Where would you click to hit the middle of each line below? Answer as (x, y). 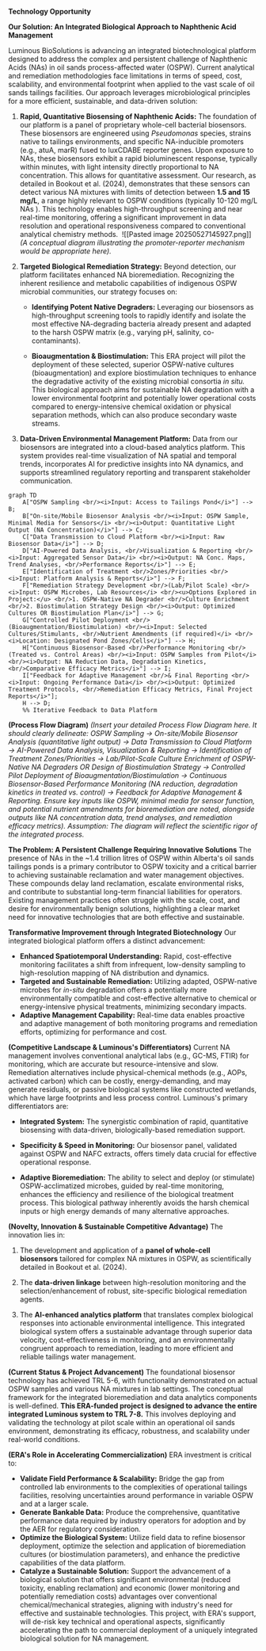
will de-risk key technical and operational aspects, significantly (122, 1622)
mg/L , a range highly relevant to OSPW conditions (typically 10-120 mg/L (139, 200)
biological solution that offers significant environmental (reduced (125, 1579)
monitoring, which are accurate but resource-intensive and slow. (114, 1064)
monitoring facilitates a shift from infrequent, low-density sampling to (133, 965)
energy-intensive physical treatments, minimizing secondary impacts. (133, 1007)
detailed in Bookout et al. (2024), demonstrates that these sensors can (135, 184)
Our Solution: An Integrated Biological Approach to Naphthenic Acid (122, 27)
